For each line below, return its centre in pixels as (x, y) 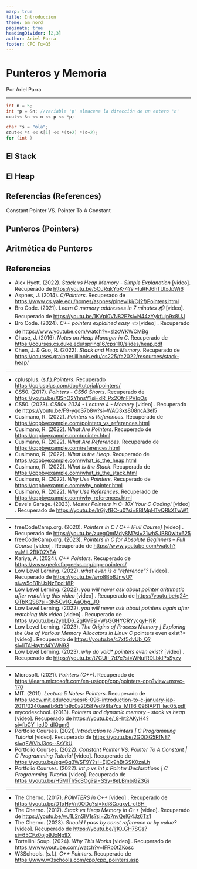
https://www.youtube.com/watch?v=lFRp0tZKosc (74, 847)
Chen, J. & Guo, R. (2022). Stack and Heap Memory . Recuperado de (97, 350)
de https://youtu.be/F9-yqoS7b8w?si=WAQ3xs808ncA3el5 (86, 410)
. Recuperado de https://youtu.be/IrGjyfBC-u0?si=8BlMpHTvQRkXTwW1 (101, 510)
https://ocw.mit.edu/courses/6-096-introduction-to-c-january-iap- (95, 700)
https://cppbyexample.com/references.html (67, 448)
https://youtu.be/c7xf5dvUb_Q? (112, 639)
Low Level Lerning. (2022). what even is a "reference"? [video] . (92, 571)
